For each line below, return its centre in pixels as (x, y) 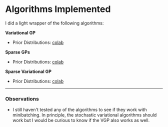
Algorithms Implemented (58, 9)
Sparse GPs (17, 52)
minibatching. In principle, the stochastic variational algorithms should (84, 115)
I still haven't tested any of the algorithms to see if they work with (79, 110)
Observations (22, 98)
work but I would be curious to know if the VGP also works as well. (81, 120)
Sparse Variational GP (28, 71)
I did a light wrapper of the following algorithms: (54, 23)
